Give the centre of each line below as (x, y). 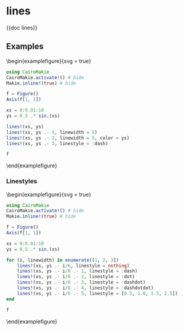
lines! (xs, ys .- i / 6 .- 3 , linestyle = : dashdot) (81, 282)
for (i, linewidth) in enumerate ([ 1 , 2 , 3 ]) (62, 260)
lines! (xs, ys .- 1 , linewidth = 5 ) (52, 132)
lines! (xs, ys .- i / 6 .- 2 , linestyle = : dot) (76, 277)
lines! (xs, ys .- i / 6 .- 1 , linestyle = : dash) (77, 271)
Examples (25, 46)
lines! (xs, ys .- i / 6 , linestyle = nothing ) (73, 266)
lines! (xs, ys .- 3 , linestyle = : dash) (57, 143)
